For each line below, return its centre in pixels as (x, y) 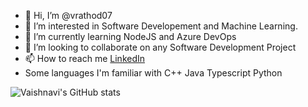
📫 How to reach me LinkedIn (85, 58)
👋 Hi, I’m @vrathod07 (68, 15)
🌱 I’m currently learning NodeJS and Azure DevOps (130, 36)
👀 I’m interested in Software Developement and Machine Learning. (161, 26)
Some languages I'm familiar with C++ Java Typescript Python (153, 73)
